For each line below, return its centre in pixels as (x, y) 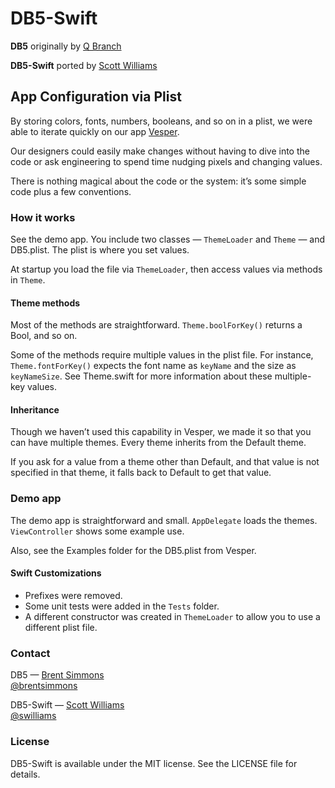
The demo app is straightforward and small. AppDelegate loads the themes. (164, 520)
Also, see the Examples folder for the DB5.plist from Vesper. (133, 550)
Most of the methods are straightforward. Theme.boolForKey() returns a (156, 325)
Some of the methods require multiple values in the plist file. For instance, (162, 355)
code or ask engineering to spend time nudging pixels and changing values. (166, 161)
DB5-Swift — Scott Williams (67, 705)
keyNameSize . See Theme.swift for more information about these (141, 376)
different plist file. (61, 627)
